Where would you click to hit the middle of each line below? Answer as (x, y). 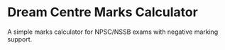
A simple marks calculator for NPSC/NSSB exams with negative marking (113, 32)
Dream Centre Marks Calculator (103, 12)
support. (20, 39)
